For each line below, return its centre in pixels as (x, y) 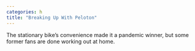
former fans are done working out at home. (61, 41)
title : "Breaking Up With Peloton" (52, 18)
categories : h (25, 12)
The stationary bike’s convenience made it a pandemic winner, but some (97, 35)
